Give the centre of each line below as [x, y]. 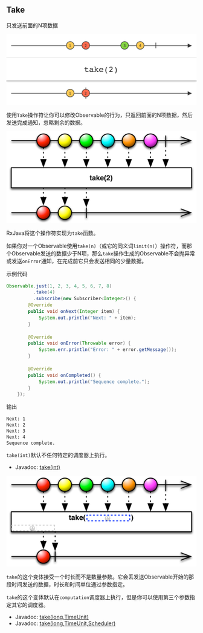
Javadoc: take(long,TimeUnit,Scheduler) [65, 623]
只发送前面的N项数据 [32, 25]
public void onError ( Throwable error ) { [79, 343]
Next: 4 [16, 437]
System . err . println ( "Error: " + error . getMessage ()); [108, 350]
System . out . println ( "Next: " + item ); [87, 318]
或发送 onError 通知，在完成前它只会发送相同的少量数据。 [77, 261]
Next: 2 [16, 425]
